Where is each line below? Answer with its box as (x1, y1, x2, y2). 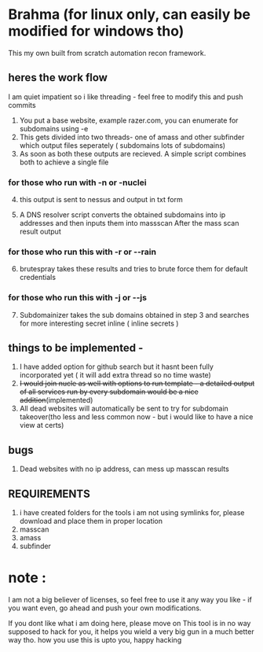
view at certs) (19, 421, 64, 430)
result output (19, 227, 61, 237)
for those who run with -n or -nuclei (8, 177, 147, 188)
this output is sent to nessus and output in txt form (19, 195, 183, 204)
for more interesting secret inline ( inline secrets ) (19, 319, 179, 328)
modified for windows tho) (8, 22, 184, 40)
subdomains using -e (19, 123, 89, 133)
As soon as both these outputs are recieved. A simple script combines (19, 149, 247, 158)
